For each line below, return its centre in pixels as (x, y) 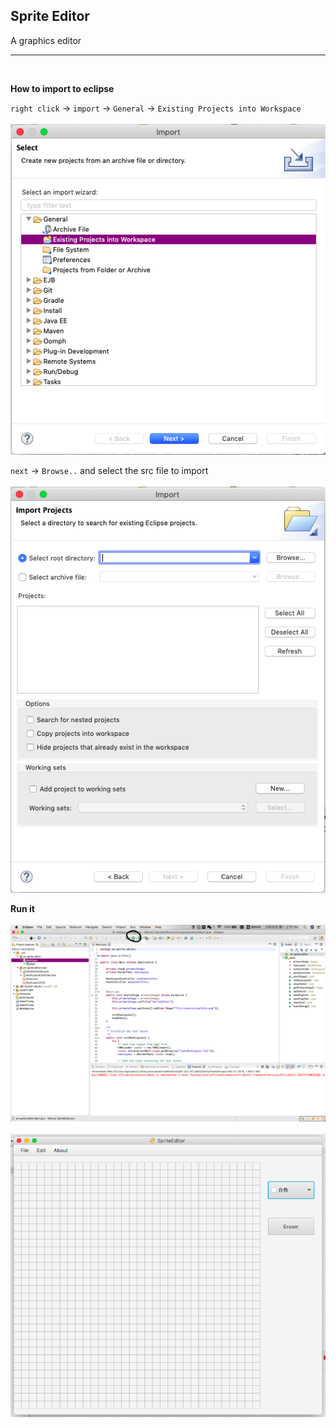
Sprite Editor (50, 16)
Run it (22, 908)
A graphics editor (46, 40)
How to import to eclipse (62, 88)
